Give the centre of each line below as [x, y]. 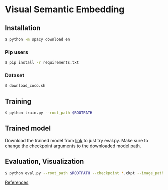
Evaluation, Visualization [45, 162]
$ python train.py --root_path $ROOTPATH [49, 113]
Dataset [15, 75]
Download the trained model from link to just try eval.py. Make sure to [77, 140]
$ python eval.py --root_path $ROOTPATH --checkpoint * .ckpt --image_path [85, 173]
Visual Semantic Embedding [65, 9]
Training [18, 101]
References [17, 183]
